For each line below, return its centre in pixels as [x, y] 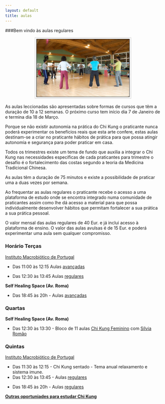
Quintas [15, 346]
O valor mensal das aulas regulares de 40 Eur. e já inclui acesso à [72, 223]
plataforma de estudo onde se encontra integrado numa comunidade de [79, 197]
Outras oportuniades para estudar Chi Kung [51, 397]
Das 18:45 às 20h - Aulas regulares [48, 387]
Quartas [15, 308]
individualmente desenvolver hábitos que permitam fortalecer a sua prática [82, 208]
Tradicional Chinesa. [26, 168]
